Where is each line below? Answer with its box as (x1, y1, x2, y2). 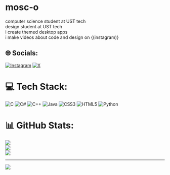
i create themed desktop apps (5, 29, 68, 35)
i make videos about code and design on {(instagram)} (5, 34, 119, 40)
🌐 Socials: (5, 49, 38, 57)
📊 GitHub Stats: (5, 120, 74, 131)
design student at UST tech (5, 23, 62, 29)
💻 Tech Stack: (5, 81, 68, 92)
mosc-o (5, 2, 39, 13)
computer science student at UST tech (5, 18, 86, 24)
